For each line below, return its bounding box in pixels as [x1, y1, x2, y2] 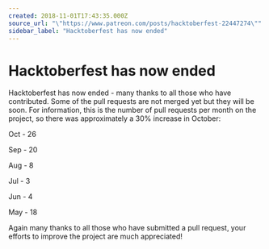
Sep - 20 [8, 145, 38, 155]
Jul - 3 [8, 176, 31, 186]
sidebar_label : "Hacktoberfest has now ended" [8, 27, 168, 35]
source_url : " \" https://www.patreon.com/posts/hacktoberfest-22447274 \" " [8, 19, 263, 27]
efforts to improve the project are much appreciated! [8, 231, 183, 242]
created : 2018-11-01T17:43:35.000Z [8, 11, 128, 20]
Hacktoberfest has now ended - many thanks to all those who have [8, 88, 232, 98]
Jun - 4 [8, 192, 33, 201]
